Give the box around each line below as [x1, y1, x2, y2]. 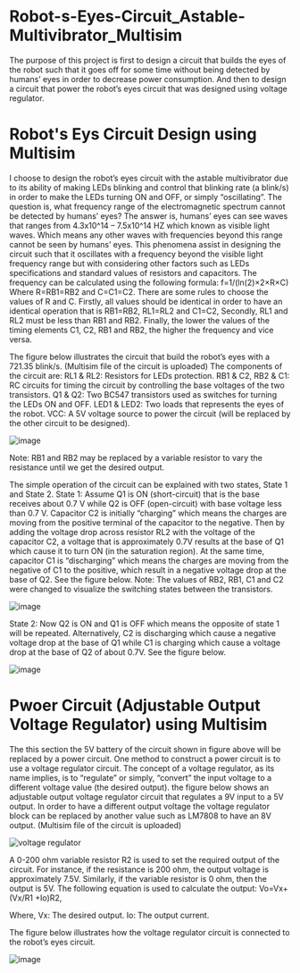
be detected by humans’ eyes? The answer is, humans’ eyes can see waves [9, 210, 288, 221]
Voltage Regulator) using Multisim [9, 715, 268, 734]
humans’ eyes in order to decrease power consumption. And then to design [9, 73, 287, 84]
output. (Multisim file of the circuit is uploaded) [9, 819, 182, 830]
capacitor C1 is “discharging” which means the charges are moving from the [9, 555, 289, 566]
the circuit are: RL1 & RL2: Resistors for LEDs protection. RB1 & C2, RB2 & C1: [9, 370, 290, 381]
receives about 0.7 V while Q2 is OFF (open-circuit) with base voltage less [9, 498, 283, 508]
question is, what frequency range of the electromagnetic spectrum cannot [9, 201, 286, 212]
